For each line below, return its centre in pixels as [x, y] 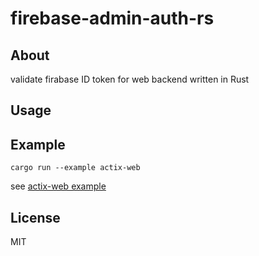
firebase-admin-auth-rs [112, 18]
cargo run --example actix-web [75, 168]
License [35, 217]
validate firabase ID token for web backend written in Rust [130, 79]
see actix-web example [58, 186]
